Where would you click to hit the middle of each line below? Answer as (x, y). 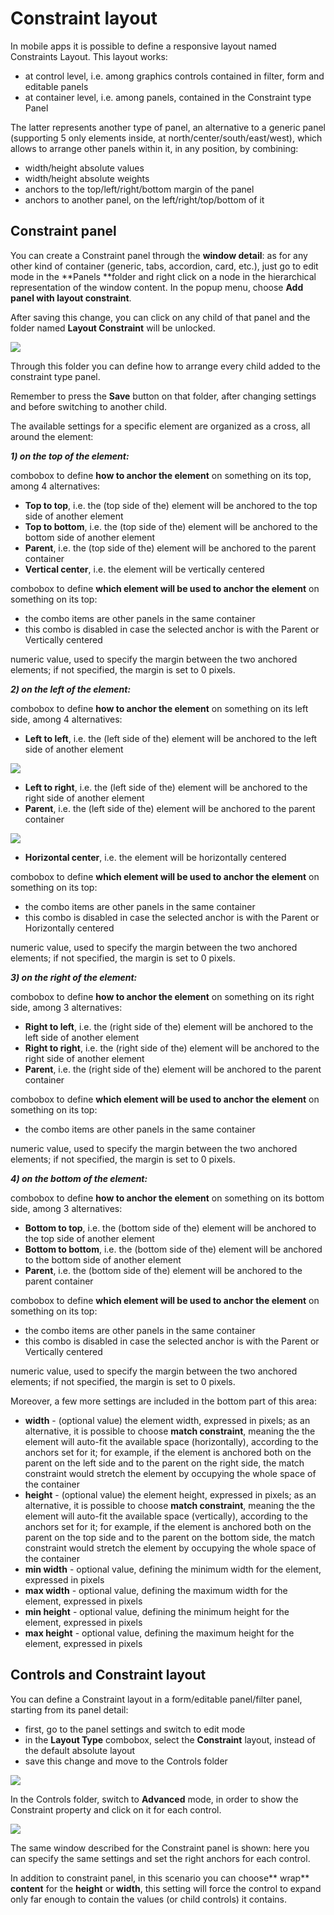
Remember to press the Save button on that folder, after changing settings (163, 396)
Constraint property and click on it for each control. (116, 1809)
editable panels (56, 86)
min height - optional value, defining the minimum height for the (157, 1611)
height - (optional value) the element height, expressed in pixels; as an (170, 1494)
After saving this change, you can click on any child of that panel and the (160, 317)
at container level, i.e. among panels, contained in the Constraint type (168, 97)
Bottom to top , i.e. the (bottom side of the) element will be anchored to (170, 1228)
